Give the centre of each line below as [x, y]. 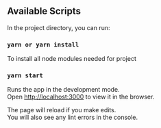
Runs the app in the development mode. [63, 90]
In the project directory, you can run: [59, 27]
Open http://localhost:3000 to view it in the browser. [81, 97]
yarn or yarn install [43, 44]
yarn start [25, 76]
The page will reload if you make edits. [62, 110]
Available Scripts [44, 11]
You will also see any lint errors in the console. [73, 117]
